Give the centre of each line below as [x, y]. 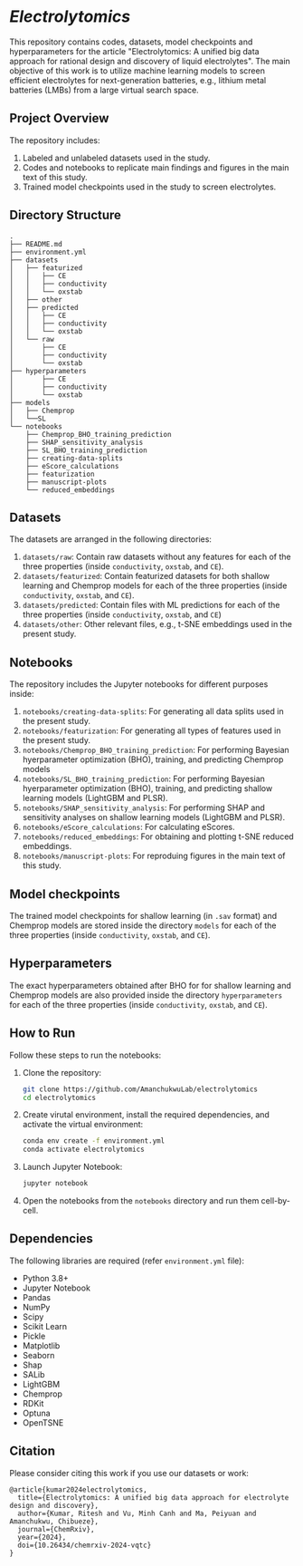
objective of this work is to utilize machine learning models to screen [137, 71]
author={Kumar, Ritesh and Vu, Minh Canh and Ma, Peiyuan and [137, 1513]
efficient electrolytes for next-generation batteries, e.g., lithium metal [138, 80]
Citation [33, 1451]
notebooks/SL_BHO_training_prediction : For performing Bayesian [143, 779]
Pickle [34, 1336]
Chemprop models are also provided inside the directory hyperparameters [146, 995]
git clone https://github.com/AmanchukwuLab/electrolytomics [140, 1089]
